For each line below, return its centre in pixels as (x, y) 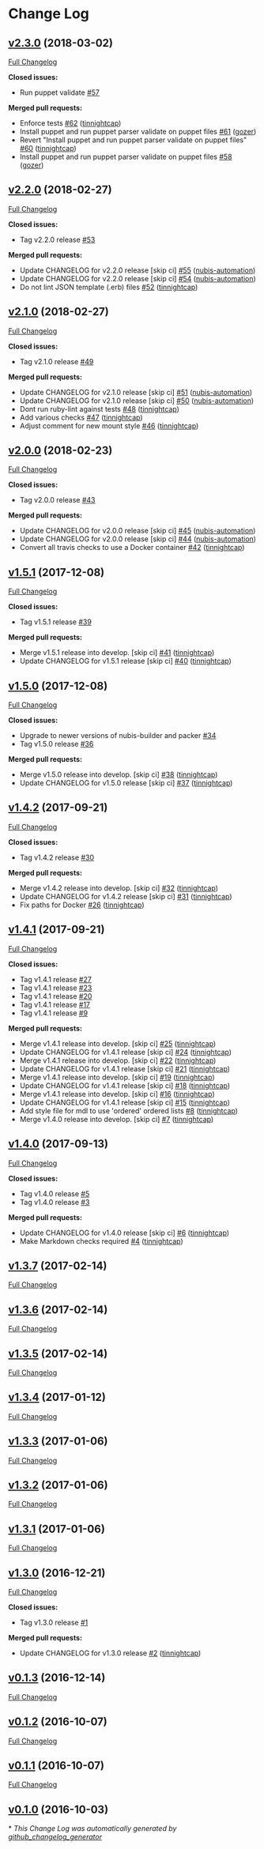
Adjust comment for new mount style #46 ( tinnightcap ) (109, 426)
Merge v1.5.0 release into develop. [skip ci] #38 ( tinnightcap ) (119, 774)
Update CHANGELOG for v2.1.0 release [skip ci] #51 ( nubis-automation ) (136, 392)
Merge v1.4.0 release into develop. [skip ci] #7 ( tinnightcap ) (117, 1119)
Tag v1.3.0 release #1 (54, 1622)
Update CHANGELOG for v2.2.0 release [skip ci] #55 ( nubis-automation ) (138, 270)
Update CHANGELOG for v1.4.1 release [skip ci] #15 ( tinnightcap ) (125, 1102)
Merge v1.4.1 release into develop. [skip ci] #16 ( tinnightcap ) (117, 1094)
